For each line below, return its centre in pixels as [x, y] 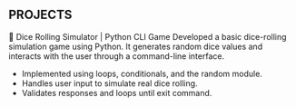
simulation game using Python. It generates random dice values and [136, 46]
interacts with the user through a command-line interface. [116, 56]
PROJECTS [40, 15]
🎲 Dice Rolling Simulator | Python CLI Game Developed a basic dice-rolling [148, 36]
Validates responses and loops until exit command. [117, 92]
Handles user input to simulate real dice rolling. [109, 83]
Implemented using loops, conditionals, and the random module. [142, 73]
